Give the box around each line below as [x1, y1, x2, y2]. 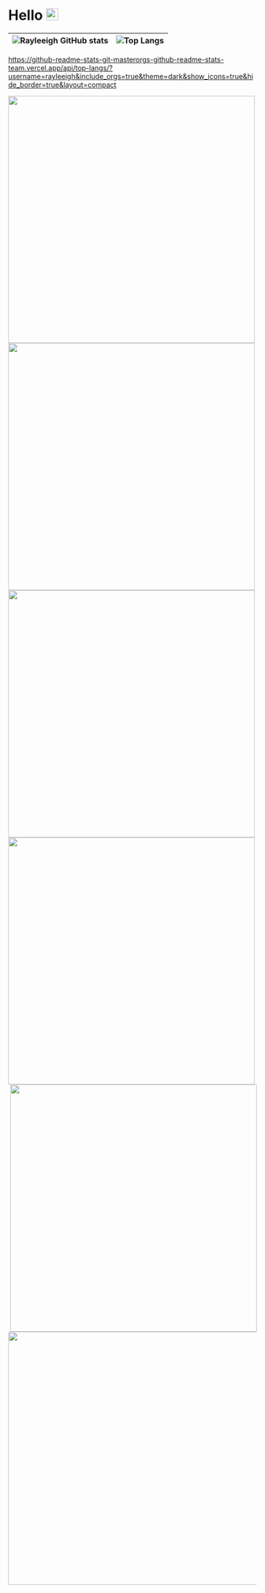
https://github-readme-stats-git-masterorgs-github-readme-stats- [8, 55, 225, 64]
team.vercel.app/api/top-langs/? [8, 62, 113, 73]
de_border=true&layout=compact [8, 80, 117, 89]
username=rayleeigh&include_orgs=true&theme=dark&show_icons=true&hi [8, 71, 254, 81]
